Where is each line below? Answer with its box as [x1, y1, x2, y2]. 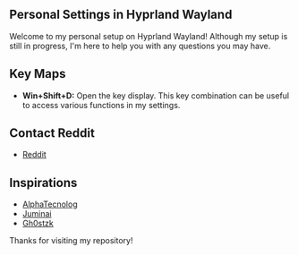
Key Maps [9, 66, 66, 81]
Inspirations [9, 174, 78, 191]
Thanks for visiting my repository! [9, 235, 133, 246]
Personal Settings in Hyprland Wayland [9, 7, 233, 22]
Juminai [21, 208, 52, 219]
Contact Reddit [9, 125, 96, 141]
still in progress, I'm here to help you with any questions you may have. [9, 40, 271, 51]
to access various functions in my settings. [21, 99, 181, 110]
